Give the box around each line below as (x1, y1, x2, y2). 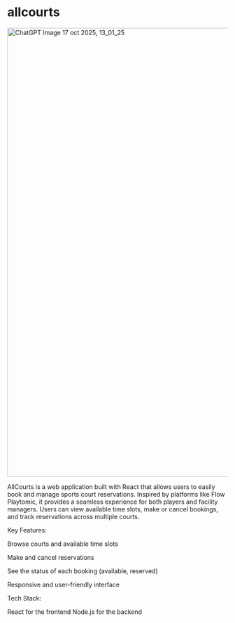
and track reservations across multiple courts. (7, 512, 140, 521)
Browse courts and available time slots (7, 540, 119, 548)
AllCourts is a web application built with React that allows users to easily (7, 482, 215, 491)
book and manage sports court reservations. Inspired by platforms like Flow (7, 490, 225, 498)
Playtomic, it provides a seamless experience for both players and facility (7, 497, 218, 506)
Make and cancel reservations (7, 553, 94, 561)
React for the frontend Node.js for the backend (7, 608, 142, 616)
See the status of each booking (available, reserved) (7, 566, 159, 575)
